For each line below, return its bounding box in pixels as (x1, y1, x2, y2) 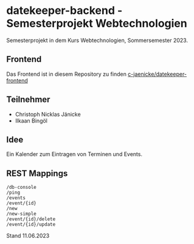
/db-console (6, 185, 36, 191)
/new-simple (6, 211, 36, 217)
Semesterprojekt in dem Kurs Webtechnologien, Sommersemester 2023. (6, 36, 189, 44)
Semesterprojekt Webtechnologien (6, 16, 187, 30)
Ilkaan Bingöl (15, 117, 47, 124)
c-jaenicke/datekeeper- (127, 70, 187, 78)
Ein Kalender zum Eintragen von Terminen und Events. (6, 151, 143, 158)
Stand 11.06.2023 (6, 232, 50, 240)
